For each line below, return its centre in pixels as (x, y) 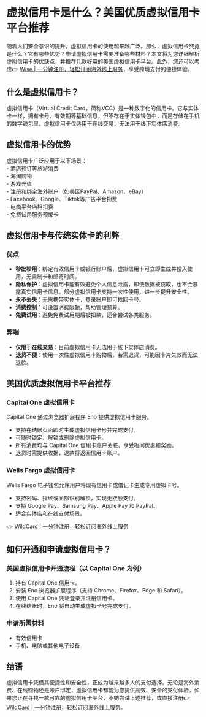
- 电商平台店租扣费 (30, 207)
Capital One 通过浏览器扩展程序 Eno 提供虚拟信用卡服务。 (79, 417)
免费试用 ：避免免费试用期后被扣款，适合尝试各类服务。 (85, 315)
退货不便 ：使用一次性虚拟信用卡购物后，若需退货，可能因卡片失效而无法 (106, 355)
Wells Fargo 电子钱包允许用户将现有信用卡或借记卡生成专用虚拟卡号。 (94, 485)
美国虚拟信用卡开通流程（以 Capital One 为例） (76, 568)
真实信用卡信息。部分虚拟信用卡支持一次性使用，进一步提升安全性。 (107, 292)
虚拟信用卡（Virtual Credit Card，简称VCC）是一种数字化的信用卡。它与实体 (103, 108)
